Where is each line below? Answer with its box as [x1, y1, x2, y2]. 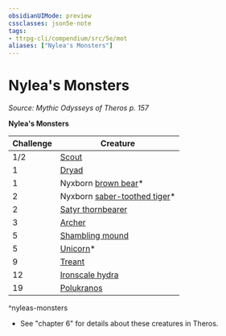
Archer [60, 217, 86, 228]
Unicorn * [60, 243, 96, 255]
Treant [60, 256, 85, 268]
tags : [8, 27, 27, 35]
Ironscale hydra [60, 269, 119, 280]
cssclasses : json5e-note [8, 19, 92, 27]
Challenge [12, 138, 52, 149]
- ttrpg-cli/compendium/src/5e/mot [8, 34, 128, 43]
